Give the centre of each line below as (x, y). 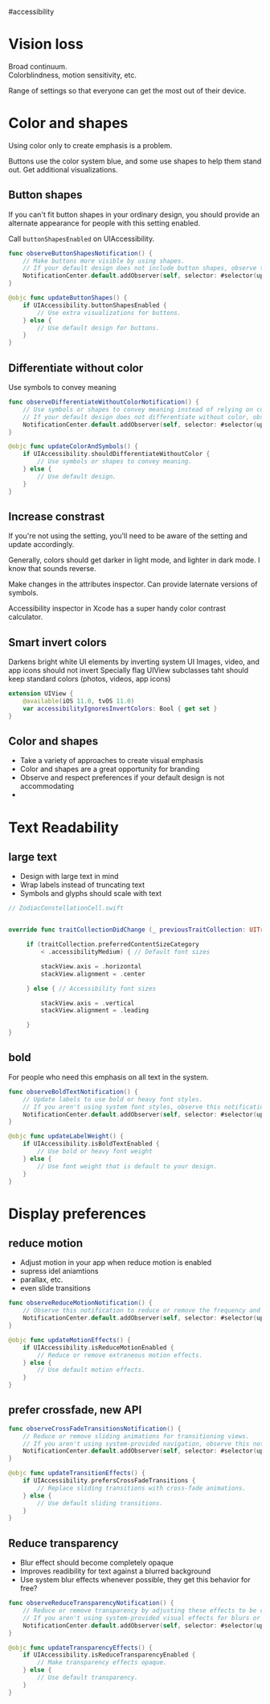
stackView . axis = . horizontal (91, 966)
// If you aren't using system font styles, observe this (122, 1107)
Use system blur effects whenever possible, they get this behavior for (135, 1580)
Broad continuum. (38, 66)
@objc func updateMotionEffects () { (70, 1340)
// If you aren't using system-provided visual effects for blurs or (142, 1618)
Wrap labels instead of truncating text (82, 885)
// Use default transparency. (88, 1677)
